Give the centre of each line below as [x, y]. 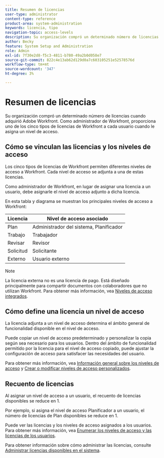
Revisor [41, 243]
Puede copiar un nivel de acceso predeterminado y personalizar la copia [78, 338]
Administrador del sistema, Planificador [78, 227]
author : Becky [20, 42]
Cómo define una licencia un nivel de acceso [75, 312]
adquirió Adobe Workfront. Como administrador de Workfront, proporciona [81, 121]
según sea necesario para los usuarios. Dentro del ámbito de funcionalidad [81, 343]
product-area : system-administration [44, 23]
